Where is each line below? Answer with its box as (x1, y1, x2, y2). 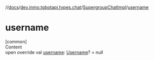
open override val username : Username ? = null (5, 49, 103, 55)
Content (5, 44, 22, 50)
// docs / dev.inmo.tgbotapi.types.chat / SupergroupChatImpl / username (5, 5, 149, 10)
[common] (5, 38, 27, 44)
